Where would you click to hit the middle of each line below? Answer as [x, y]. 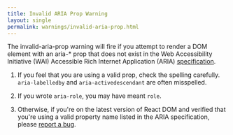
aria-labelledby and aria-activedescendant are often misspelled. [112, 83]
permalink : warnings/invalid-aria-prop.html [73, 27]
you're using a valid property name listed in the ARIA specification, [113, 117]
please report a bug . [47, 125]
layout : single [29, 20]
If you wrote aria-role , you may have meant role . [90, 96]
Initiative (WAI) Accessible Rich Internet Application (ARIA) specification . [112, 62]
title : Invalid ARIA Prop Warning [58, 14]
